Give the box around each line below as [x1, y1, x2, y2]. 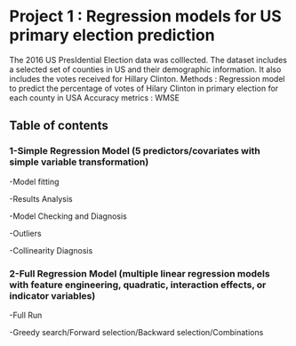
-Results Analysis [9, 193, 73, 204]
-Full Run [9, 310, 43, 320]
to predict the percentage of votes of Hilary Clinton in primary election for [9, 83, 279, 93]
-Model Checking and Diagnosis [9, 211, 127, 221]
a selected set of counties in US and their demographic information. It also [9, 64, 282, 75]
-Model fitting [9, 176, 60, 187]
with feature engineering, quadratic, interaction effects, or [9, 278, 267, 291]
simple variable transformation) [9, 156, 149, 168]
